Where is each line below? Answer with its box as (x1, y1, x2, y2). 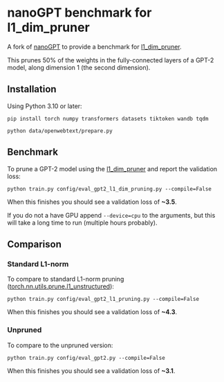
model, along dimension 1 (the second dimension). (7, 63, 151, 71)
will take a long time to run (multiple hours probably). (7, 218, 158, 227)
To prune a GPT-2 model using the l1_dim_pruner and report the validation (7, 164, 218, 173)
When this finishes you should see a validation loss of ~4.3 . (7, 308, 178, 316)
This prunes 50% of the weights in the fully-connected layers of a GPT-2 (7, 55, 214, 64)
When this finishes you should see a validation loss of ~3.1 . (7, 366, 176, 375)
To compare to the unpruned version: (7, 341, 113, 349)
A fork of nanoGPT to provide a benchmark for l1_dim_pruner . (7, 42, 182, 51)
